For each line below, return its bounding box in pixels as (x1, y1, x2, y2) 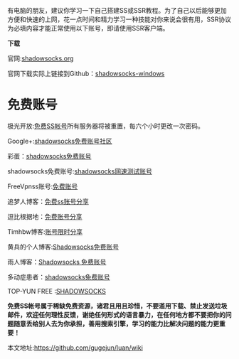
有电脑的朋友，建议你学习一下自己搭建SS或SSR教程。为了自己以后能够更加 (7, 6, 227, 14)
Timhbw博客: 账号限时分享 (7, 227, 83, 236)
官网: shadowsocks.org (7, 54, 74, 63)
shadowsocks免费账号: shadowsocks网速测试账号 (7, 166, 153, 176)
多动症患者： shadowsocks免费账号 (7, 272, 110, 281)
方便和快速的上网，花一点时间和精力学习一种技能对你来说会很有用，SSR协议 (7, 15, 231, 23)
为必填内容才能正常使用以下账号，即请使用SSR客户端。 (7, 24, 169, 32)
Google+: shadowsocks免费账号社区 (7, 136, 112, 145)
